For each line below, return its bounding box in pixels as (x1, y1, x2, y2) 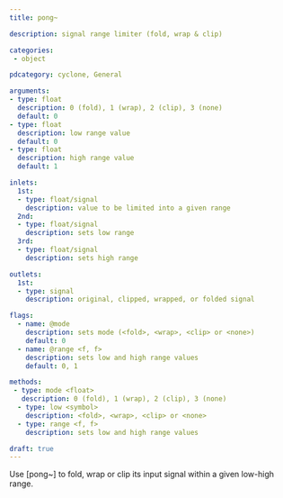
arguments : (9, 86, 50, 95)
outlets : (9, 269, 42, 279)
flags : (9, 312, 34, 321)
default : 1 (17, 162, 58, 171)
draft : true (9, 444, 54, 453)
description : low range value (17, 128, 130, 138)
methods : (9, 377, 42, 387)
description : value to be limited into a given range (25, 204, 231, 213)
